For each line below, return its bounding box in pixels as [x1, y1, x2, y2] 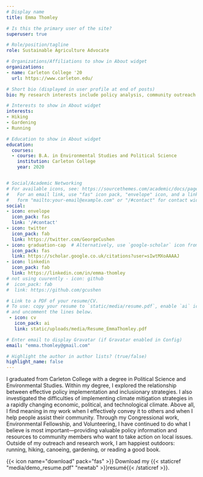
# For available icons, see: [6, 185, 80, 192]
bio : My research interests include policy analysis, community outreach [6, 92, 196, 98]
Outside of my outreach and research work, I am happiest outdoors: [6, 440, 175, 447]
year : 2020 [17, 164, 45, 170]
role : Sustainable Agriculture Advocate [6, 48, 110, 54]
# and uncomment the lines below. [6, 309, 94, 315]
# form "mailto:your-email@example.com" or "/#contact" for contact [6, 197, 188, 203]
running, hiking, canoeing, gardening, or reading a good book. [6, 446, 161, 453]
